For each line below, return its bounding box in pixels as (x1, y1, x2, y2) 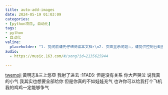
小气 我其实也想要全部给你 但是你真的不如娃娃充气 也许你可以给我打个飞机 (9, 78, 162, 85)
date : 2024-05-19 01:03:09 (5, 12, 61, 17)
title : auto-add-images (5, 7, 55, 12)
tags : (5, 26, 16, 31)
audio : (5, 49, 19, 54)
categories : (5, 16, 30, 21)
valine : (5, 40, 21, 45)
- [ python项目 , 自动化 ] (5, 21, 51, 26)
